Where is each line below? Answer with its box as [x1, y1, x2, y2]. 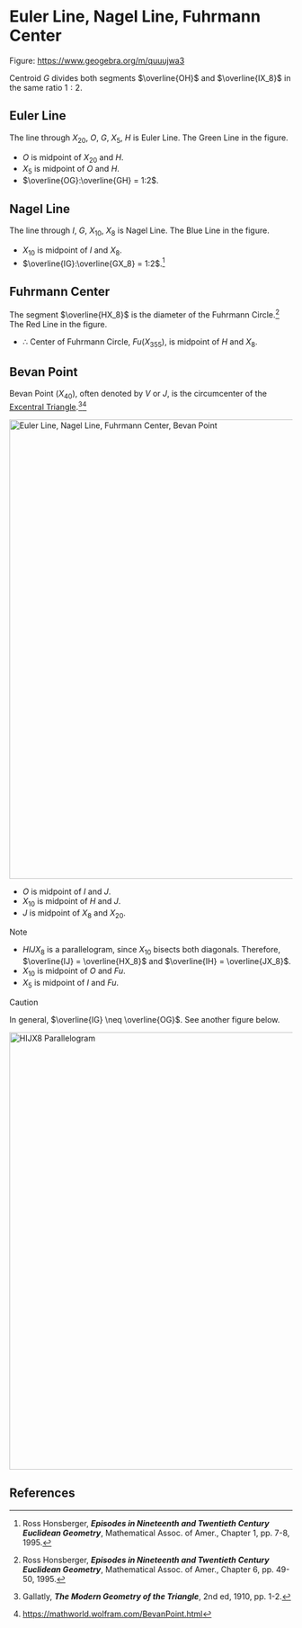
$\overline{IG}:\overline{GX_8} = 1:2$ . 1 [22, 256, 165, 269]
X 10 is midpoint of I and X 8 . [22, 245, 123, 257]
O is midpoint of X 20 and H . [22, 151, 124, 165]
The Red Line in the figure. [9, 318, 108, 329]
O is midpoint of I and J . [22, 886, 111, 897]
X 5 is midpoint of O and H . [22, 164, 120, 176]
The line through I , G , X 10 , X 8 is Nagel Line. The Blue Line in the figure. [9, 225, 270, 237]
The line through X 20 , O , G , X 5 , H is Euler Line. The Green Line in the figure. [9, 132, 289, 145]
